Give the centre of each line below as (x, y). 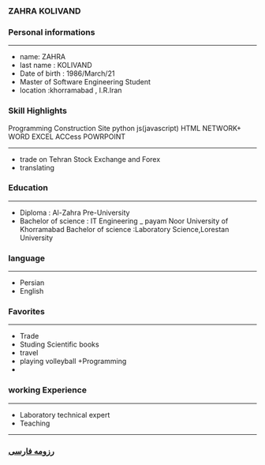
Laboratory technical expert (65, 414)
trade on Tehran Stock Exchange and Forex (90, 159)
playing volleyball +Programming (73, 362)
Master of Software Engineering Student (85, 82)
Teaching (35, 423)
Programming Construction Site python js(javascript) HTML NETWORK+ (125, 128)
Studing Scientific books (60, 344)
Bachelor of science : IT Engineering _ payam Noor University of (124, 221)
